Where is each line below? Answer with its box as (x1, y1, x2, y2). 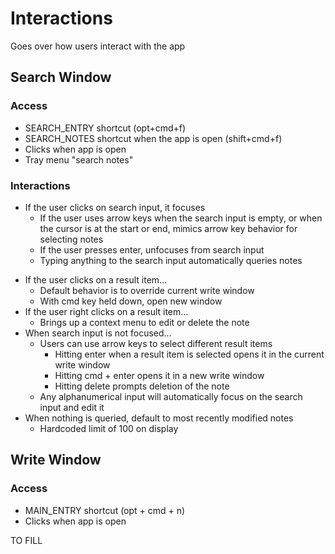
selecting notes (39, 233, 104, 245)
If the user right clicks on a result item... (24, 305, 189, 317)
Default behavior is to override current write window (39, 284, 255, 296)
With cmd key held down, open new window (39, 295, 223, 307)
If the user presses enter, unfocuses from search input (39, 243, 265, 256)
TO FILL (10, 534, 43, 546)
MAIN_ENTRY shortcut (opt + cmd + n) (24, 504, 186, 516)
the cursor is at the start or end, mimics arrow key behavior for (39, 222, 298, 234)
